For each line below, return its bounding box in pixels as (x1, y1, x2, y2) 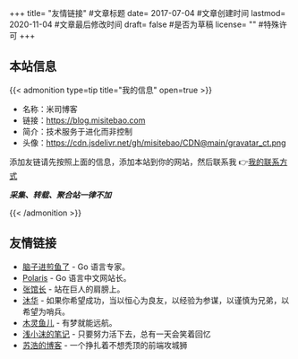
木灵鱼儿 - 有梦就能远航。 (21, 317, 118, 328)
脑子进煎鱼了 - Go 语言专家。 (21, 261, 130, 272)
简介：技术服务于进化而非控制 (21, 126, 132, 136)
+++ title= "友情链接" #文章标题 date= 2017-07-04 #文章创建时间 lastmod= (9, 8, 286, 18)
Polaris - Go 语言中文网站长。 (21, 272, 132, 283)
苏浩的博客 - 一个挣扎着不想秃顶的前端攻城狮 (21, 339, 188, 350)
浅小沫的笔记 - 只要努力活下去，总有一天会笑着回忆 (21, 328, 212, 339)
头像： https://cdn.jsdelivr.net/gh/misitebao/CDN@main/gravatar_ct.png (21, 137, 286, 148)
